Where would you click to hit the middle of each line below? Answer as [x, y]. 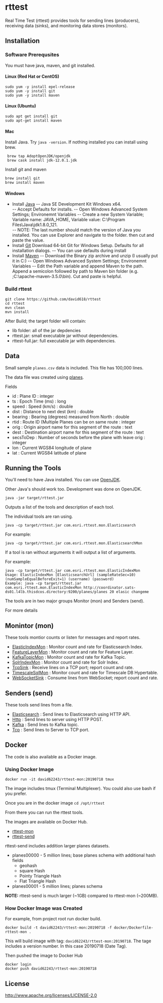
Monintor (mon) [29, 625]
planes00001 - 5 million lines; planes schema [57, 886]
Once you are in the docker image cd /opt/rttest [55, 803]
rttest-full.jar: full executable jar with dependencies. [64, 341]
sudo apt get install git [31, 116]
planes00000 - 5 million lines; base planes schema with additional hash [84, 855]
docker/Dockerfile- [133, 928]
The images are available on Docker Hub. [46, 822]
